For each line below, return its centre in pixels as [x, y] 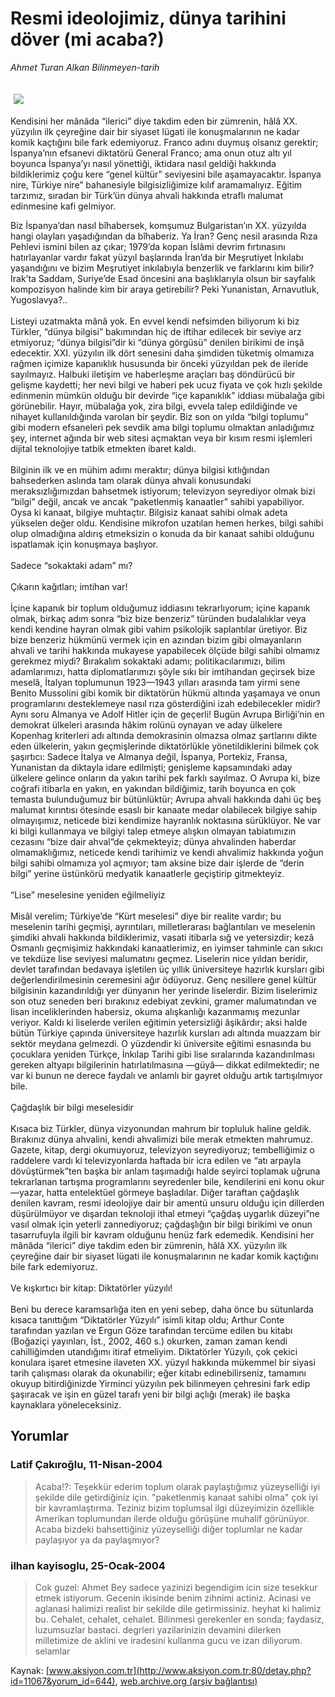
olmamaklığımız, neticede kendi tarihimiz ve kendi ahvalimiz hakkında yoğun [167, 852]
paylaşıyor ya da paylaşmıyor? [97, 1539]
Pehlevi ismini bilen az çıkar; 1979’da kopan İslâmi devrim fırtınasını [148, 246]
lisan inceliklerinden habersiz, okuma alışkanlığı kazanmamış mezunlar [155, 1011]
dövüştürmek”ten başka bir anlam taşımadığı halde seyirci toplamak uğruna [165, 1171]
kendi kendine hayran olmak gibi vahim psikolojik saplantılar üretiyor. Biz [159, 629]
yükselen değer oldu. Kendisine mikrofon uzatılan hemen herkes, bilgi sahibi [167, 523]
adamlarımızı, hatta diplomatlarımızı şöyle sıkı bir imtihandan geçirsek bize [163, 671]
